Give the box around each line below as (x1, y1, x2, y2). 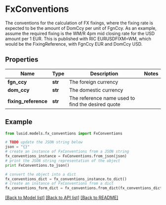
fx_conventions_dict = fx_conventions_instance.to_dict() (5, 176, 127, 182)
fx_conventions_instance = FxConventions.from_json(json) (5, 154, 127, 159)
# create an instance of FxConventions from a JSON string (5, 149, 129, 154)
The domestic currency (69, 86, 124, 93)
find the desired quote (69, 101, 121, 108)
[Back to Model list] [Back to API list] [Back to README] (5, 195, 119, 201)
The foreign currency (69, 78, 119, 85)
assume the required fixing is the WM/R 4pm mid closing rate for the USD (5, 30, 155, 36)
